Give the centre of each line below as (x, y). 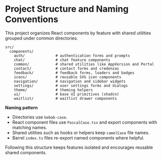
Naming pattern (22, 107)
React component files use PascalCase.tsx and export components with (85, 122)
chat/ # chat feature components (62, 60)
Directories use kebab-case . (40, 117)
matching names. (30, 127)
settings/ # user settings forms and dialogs (71, 86)
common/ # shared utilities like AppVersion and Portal (84, 64)
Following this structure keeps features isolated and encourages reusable (79, 147)
